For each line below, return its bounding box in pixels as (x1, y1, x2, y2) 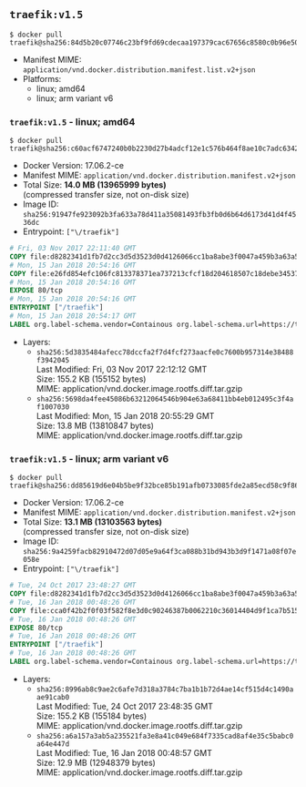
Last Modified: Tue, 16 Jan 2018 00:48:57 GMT (36, 747, 212, 758)
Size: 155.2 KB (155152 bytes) (36, 373, 147, 384)
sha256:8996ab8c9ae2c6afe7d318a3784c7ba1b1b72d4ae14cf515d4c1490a (36, 684, 294, 694)
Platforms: (22, 73, 62, 84)
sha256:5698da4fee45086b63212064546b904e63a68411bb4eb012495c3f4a (36, 394, 294, 404)
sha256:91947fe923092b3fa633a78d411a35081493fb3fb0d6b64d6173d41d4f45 (22, 210, 297, 220)
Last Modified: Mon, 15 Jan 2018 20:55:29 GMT (36, 410, 215, 421)
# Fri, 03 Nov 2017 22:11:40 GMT (9, 244, 137, 253)
